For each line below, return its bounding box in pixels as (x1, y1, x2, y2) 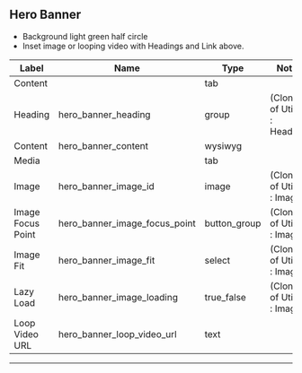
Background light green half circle (22, 30, 148, 41)
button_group (204, 217, 262, 230)
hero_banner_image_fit (58, 254, 155, 266)
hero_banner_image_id (58, 179, 155, 192)
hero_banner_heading (58, 108, 151, 120)
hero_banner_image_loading (58, 291, 178, 303)
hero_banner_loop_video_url (58, 327, 177, 340)
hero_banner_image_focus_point (58, 217, 196, 230)
